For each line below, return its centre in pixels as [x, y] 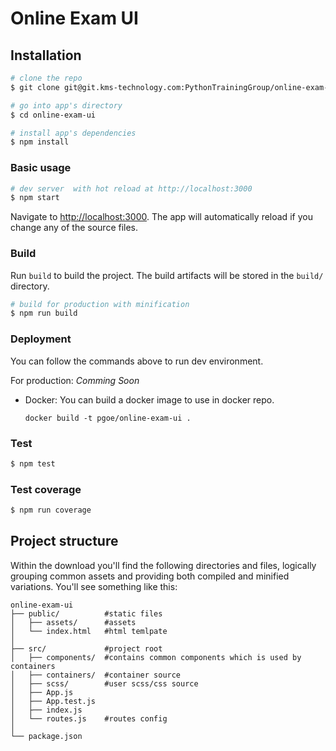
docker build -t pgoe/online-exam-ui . [108, 418]
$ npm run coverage [51, 510]
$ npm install [40, 142]
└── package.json [46, 736]
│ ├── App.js [42, 692]
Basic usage [41, 168]
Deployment [41, 339]
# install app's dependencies [73, 133]
